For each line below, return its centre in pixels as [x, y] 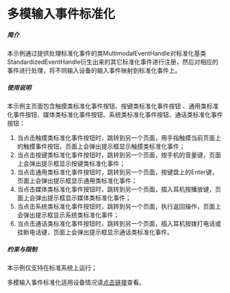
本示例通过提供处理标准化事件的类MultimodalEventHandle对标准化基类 [107, 54]
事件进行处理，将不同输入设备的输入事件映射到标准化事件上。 [94, 71]
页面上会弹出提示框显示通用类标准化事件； [77, 181]
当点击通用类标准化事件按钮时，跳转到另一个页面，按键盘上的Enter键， [117, 172]
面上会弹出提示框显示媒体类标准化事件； [74, 198]
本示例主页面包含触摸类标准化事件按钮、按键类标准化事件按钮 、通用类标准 [113, 106]
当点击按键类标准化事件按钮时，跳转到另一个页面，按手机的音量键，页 [116, 155]
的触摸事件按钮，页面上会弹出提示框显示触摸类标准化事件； [101, 146]
